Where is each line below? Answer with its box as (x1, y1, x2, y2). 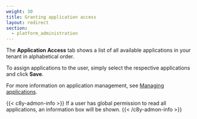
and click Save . (6, 71, 44, 78)
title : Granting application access (6, 14, 96, 20)
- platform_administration (11, 31, 78, 37)
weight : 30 (6, 8, 33, 15)
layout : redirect (6, 19, 49, 25)
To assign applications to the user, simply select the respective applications (6, 64, 190, 71)
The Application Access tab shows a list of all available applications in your (6, 47, 191, 54)
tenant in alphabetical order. (6, 53, 75, 60)
